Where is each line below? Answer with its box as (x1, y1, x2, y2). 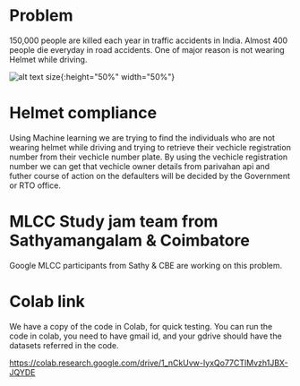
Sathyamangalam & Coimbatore (9, 230, 251, 251)
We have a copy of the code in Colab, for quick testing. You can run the (9, 321, 273, 331)
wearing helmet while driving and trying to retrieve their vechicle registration (9, 142, 291, 152)
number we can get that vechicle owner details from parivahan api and (9, 160, 270, 171)
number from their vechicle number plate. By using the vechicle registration (9, 151, 288, 162)
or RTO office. (9, 180, 61, 191)
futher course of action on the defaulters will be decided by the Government (9, 170, 291, 181)
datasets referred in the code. (9, 339, 119, 350)
